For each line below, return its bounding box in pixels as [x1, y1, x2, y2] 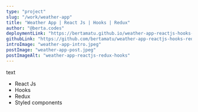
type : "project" [6, 8, 46, 15]
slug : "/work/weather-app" [6, 14, 72, 20]
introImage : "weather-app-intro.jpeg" [6, 42, 101, 48]
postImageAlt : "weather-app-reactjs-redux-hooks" [6, 52, 131, 58]
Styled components [14, 98, 62, 106]
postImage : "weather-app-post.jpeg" [6, 47, 96, 53]
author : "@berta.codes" [6, 25, 65, 31]
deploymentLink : [6, 31, 46, 37]
